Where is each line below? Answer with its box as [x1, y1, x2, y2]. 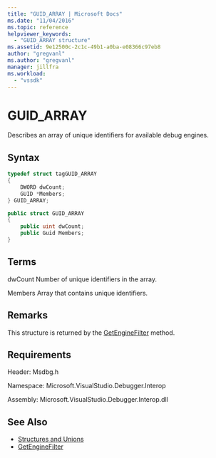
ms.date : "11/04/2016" [7, 17, 75, 24]
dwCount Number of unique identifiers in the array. [7, 275, 157, 283]
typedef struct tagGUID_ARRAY [7, 170, 98, 178]
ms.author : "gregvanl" [7, 57, 75, 64]
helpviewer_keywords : [7, 30, 72, 38]
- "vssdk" [14, 76, 43, 84]
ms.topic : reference [7, 24, 69, 31]
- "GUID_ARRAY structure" [14, 37, 91, 44]
